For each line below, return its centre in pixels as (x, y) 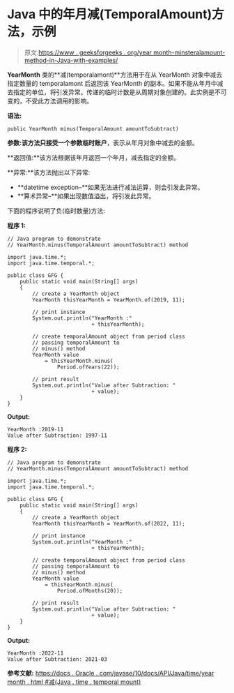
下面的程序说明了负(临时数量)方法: (56, 211)
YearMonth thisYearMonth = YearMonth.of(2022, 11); (109, 523)
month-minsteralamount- (189, 52)
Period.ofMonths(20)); (90, 590)
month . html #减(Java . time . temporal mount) (74, 682)
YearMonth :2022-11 (36, 653)
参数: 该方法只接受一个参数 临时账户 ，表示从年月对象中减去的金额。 (103, 142)
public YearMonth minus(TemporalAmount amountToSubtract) (93, 129)
